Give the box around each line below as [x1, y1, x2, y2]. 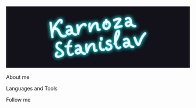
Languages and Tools [6, 85, 58, 92]
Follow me [6, 96, 31, 103]
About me [6, 74, 30, 81]
